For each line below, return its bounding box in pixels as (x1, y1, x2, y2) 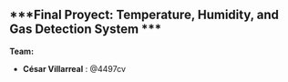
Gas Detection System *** (9, 22, 162, 37)
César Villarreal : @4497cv (22, 63, 126, 74)
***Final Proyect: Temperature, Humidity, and (9, 7, 280, 23)
